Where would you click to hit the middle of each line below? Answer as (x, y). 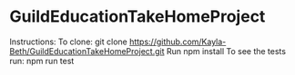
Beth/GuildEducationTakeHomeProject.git (87, 51)
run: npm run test (42, 61)
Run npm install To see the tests (226, 51)
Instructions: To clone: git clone (68, 42)
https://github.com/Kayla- (178, 42)
